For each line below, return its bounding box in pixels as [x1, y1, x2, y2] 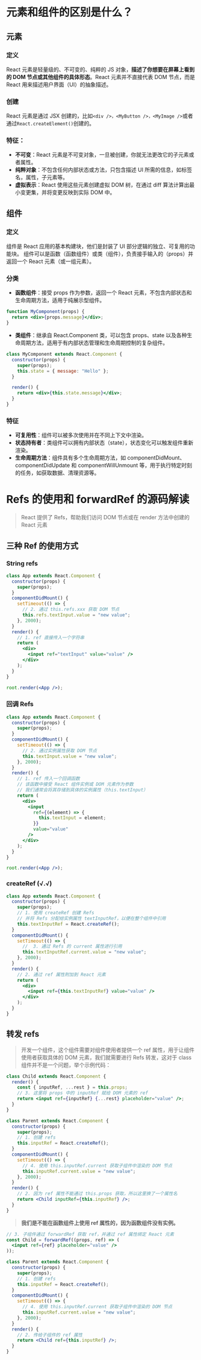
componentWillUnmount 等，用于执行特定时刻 [78, 462, 193, 469]
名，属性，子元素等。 [14, 174, 68, 181]
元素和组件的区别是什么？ [6, 5, 134, 19]
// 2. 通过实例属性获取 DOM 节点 [22, 747, 97, 754]
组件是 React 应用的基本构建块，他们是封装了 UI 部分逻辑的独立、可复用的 [6, 242, 190, 250]
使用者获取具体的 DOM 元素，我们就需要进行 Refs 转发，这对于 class [20, 1054, 192, 1061]
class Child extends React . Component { [6, 1073, 107, 1080]
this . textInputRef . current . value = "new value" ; [22, 949, 147, 955]
